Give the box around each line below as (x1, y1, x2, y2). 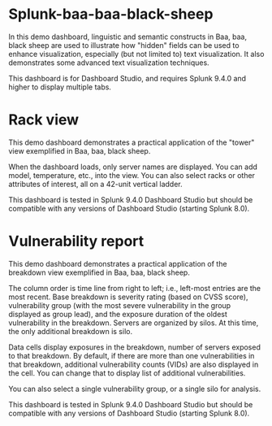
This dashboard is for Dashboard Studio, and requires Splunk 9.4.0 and (8, 73, 246, 83)
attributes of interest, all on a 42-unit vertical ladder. (8, 179, 183, 189)
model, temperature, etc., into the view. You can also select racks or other (8, 170, 256, 180)
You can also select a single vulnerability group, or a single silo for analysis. (8, 384, 261, 393)
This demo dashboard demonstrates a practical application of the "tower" (8, 137, 255, 147)
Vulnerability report (8, 233, 145, 250)
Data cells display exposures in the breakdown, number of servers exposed (8, 342, 261, 352)
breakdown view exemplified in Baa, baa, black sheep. (8, 267, 191, 277)
